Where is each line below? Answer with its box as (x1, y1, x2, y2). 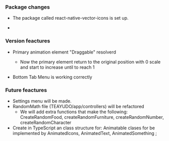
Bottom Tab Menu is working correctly (12, 74, 92, 80)
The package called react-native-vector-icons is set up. (12, 15, 129, 21)
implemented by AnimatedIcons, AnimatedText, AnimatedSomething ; (12, 130, 157, 136)
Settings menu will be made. (12, 98, 72, 104)
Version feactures (5, 37, 50, 44)
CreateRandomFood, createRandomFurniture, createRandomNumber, (20, 114, 164, 120)
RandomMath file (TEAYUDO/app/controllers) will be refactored (12, 103, 145, 109)
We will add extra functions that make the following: (20, 109, 128, 115)
